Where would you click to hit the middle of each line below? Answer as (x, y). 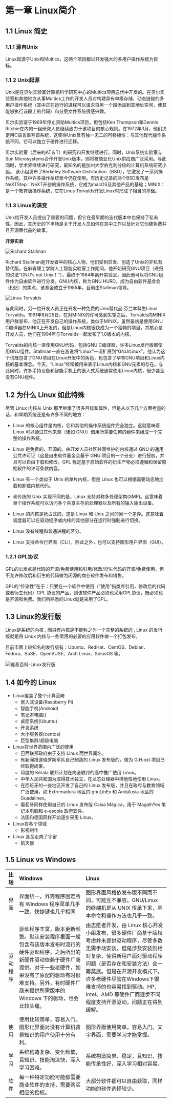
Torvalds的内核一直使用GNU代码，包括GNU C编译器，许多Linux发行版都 (82, 345)
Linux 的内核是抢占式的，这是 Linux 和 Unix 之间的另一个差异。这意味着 (88, 514)
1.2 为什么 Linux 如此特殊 (45, 395)
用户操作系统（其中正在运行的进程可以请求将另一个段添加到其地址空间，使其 (86, 105)
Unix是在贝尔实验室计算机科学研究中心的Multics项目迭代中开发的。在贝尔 (83, 92)
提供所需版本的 (47, 991)
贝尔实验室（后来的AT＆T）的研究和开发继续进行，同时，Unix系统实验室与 (84, 152)
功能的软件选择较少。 (111, 1089)
